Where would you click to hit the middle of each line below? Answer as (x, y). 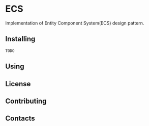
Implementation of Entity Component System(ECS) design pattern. (75, 23)
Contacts (20, 119)
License (18, 84)
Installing (20, 39)
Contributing (26, 101)
